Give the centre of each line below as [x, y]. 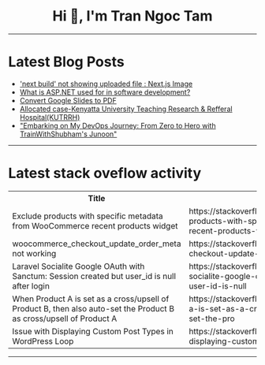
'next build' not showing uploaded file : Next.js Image [106, 84]
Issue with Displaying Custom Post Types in [93, 331]
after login [31, 285]
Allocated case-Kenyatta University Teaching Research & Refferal [126, 109]
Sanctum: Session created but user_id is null [94, 276]
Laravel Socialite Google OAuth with [78, 266]
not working [34, 253]
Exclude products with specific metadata [88, 216]
